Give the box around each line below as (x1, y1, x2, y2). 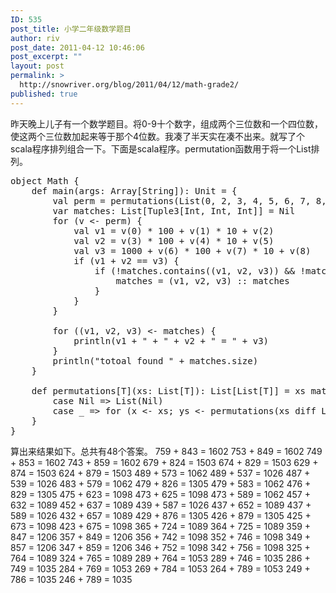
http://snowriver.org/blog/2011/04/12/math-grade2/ (19, 80, 240, 90)
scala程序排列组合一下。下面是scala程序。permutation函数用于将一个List (10, 142, 312, 155)
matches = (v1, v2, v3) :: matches (115, 275, 290, 286)
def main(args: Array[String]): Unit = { (31, 185, 238, 196)
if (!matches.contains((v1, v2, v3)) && (94, 265, 296, 276)
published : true (10, 89, 78, 99)
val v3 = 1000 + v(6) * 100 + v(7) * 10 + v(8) (73, 245, 312, 256)
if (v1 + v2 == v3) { (73, 255, 180, 266)
